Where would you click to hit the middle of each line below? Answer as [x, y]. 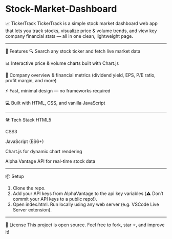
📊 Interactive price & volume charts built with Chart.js [62, 63]
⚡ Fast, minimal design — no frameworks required [58, 90]
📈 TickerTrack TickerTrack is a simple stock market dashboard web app [81, 23]
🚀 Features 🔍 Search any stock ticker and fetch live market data [73, 51]
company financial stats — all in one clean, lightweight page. [69, 36]
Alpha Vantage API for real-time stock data [50, 161]
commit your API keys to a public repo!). [55, 199]
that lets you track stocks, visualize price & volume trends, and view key [81, 31]
